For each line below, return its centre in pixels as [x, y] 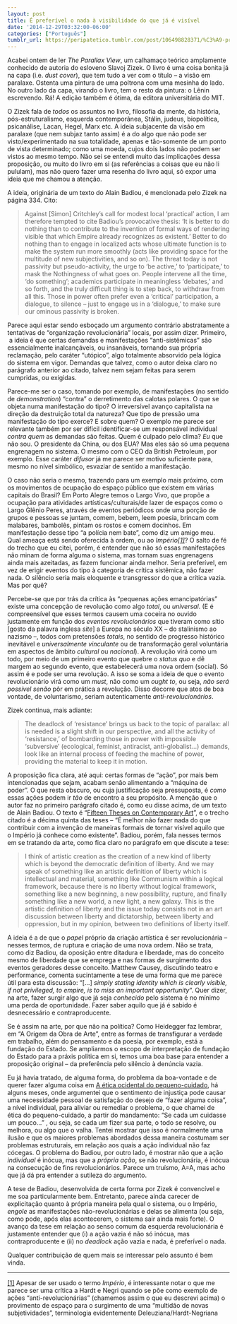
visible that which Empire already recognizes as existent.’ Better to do [126, 237]
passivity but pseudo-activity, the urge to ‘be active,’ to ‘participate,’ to [127, 266]
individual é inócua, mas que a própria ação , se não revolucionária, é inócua [119, 1160]
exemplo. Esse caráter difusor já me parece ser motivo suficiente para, [110, 459]
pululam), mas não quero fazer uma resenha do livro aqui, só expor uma [112, 172]
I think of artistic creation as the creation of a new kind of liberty [118, 856]
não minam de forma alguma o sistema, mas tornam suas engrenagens [110, 555]
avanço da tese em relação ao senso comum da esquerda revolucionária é [116, 1227]
